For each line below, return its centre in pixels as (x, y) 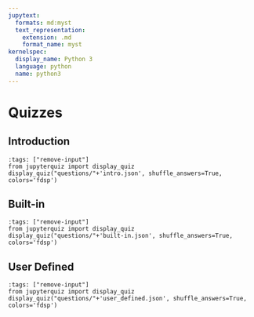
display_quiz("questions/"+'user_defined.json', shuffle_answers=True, (127, 299)
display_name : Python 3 (54, 60)
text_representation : (51, 30)
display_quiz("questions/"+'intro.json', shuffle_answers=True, (115, 173)
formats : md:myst (44, 23)
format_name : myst (52, 45)
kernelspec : (27, 52)
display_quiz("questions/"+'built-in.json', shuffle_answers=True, (121, 236)
